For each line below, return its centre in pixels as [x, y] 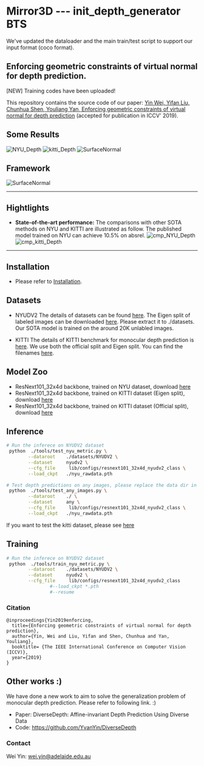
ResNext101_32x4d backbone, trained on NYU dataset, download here [103, 386]
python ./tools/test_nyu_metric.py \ [58, 451]
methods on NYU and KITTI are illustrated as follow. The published [98, 229]
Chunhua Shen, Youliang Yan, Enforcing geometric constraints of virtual [96, 109]
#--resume [62, 592]
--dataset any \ [54, 502]
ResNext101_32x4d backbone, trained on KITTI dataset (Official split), [102, 406]
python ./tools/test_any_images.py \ [58, 491]
